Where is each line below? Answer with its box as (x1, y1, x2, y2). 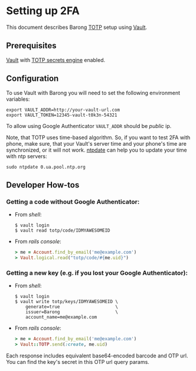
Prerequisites (6, 41, 57, 51)
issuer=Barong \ (25, 309, 118, 315)
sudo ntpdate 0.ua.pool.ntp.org (6, 164, 86, 170)
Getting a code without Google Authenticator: (6, 198, 140, 206)
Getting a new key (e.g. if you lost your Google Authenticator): (6, 268, 188, 277)
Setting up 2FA (6, 4, 80, 18)
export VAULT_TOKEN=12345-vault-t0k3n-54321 (6, 112, 117, 118)
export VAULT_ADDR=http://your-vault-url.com (6, 107, 120, 113)
